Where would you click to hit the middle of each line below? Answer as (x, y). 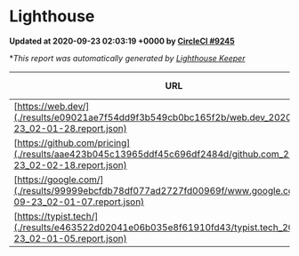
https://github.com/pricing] (74, 142)
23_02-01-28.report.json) (70, 128)
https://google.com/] (61, 180)
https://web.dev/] (53, 106)
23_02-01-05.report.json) (70, 238)
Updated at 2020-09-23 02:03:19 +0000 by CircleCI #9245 (122, 41)
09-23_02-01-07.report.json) (79, 202)
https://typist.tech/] (58, 216)
